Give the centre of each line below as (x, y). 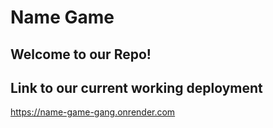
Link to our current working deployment (136, 87)
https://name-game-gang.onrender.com (93, 112)
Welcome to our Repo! (81, 54)
